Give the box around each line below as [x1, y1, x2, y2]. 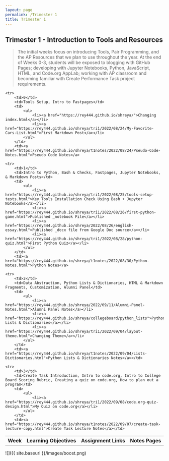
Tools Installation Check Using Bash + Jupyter [41, 197, 143, 202]
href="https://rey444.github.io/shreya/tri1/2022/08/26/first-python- [5, 210, 156, 215]
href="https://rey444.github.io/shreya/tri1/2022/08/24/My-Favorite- [5, 126, 154, 131]
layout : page [5, 7, 33, 13]
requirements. [17, 81, 47, 87]
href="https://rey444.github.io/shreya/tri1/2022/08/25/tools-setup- [5, 192, 154, 197]
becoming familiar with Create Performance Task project [17, 76, 135, 82]
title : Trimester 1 [5, 17, 46, 22]
